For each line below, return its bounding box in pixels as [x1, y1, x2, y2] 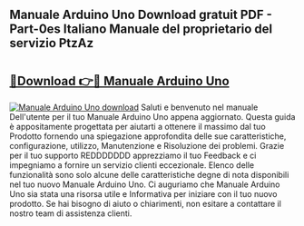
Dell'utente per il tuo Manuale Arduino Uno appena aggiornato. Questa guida [9, 112, 296, 122]
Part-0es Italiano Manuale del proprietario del [9, 22, 273, 37]
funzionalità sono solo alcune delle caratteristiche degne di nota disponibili [9, 170, 289, 180]
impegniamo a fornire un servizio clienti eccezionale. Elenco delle [9, 160, 255, 171]
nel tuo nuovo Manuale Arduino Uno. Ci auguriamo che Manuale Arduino [9, 179, 280, 190]
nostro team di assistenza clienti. [9, 208, 132, 219]
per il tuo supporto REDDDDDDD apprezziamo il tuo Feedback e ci [9, 150, 257, 161]
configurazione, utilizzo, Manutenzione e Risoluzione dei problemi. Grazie [9, 141, 285, 151]
